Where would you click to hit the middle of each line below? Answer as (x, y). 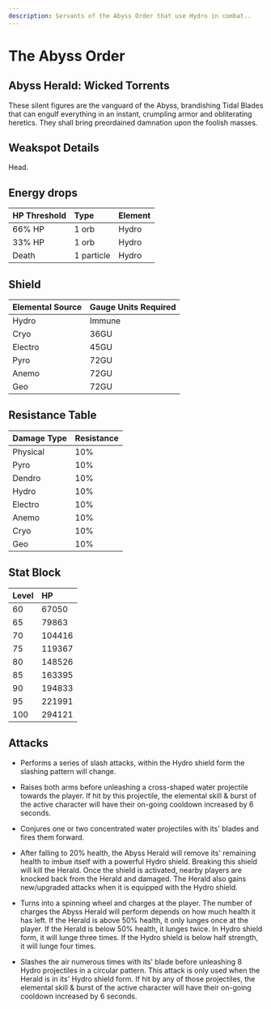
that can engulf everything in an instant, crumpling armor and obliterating (130, 113)
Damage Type (40, 438)
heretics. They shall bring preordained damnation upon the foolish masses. (133, 122)
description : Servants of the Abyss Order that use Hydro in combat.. (130, 16)
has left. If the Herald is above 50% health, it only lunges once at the (134, 920)
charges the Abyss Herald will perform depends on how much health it (138, 911)
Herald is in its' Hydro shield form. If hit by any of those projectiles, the (138, 979)
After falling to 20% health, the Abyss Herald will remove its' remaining (138, 853)
